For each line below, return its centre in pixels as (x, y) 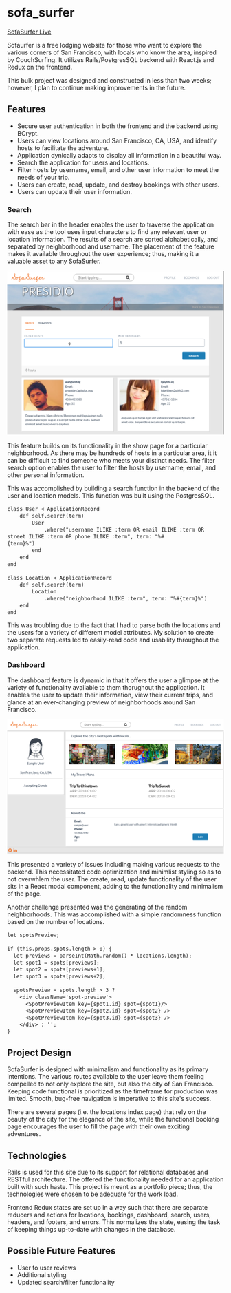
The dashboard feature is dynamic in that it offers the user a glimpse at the (113, 680)
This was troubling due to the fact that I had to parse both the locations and (114, 625)
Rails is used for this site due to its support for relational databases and (108, 1172)
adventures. (24, 1134)
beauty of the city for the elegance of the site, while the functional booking (113, 1119)
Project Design (40, 1052)
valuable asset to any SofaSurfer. (54, 261)
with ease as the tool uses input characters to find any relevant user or (107, 232)
